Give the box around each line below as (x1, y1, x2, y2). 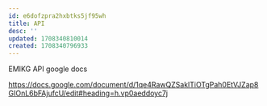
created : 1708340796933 (8, 42, 89, 50)
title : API (8, 19, 45, 28)
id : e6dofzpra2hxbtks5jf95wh (8, 11, 106, 20)
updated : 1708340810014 (8, 34, 89, 43)
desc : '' (8, 27, 38, 35)
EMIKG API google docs (8, 64, 88, 74)
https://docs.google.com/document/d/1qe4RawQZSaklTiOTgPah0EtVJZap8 (8, 80, 259, 90)
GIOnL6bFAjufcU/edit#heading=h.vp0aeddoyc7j (8, 88, 168, 98)
